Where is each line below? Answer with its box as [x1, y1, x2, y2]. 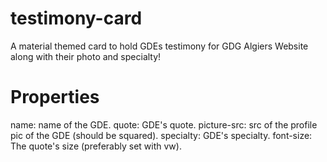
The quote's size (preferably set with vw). [10, 140, 182, 152]
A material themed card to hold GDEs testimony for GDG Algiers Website [10, 40, 309, 52]
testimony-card [10, 7, 143, 30]
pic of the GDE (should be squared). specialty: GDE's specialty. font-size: [10, 129, 313, 141]
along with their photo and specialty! [10, 50, 162, 62]
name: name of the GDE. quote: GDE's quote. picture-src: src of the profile [10, 118, 318, 131]
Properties [10, 86, 100, 109]
